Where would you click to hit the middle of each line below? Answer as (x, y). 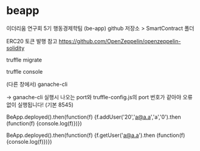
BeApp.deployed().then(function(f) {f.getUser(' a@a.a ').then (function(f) (96, 135)
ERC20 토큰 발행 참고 (32, 41)
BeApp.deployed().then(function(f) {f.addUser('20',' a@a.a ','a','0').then (94, 117)
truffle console (25, 71)
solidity (16, 48)
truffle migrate (24, 60)
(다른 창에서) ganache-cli (37, 84)
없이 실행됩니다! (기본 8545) (40, 105)
